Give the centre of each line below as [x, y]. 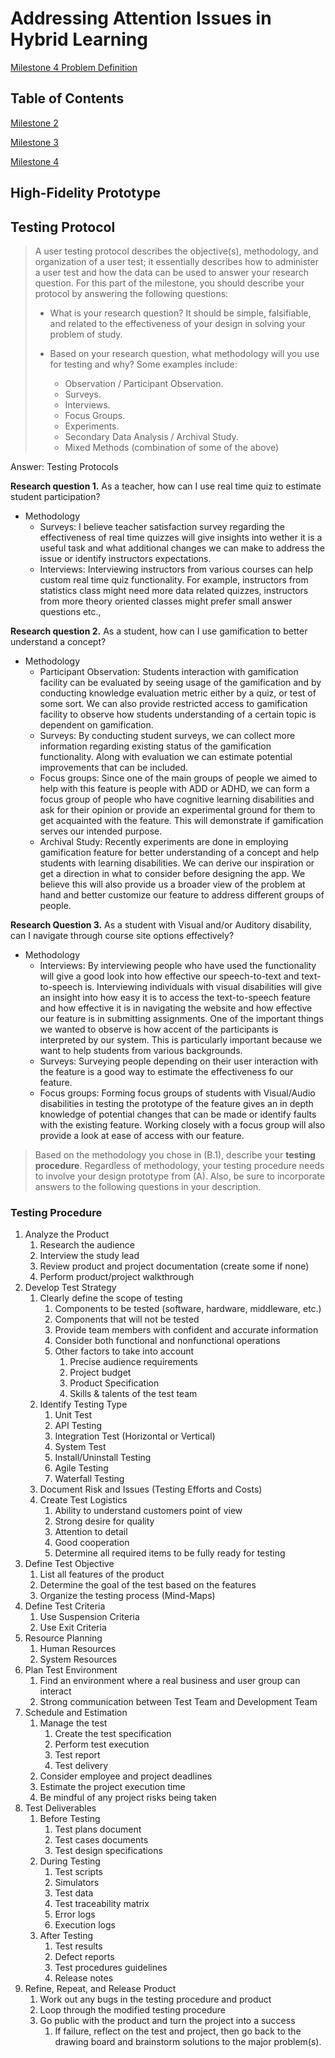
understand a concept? [58, 641]
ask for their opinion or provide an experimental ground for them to [177, 809]
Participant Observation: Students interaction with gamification [169, 671]
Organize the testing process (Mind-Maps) [127, 1596]
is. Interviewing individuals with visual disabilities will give [203, 986]
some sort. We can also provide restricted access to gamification [173, 703]
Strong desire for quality [104, 1521]
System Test [80, 1447]
